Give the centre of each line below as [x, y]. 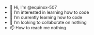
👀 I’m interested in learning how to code [49, 12]
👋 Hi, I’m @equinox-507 [33, 7]
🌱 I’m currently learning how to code [46, 17]
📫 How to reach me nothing [38, 28]
